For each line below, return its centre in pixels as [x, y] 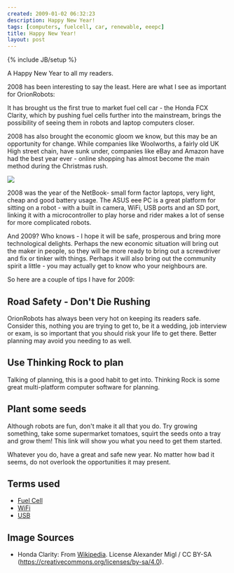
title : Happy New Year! [42, 33]
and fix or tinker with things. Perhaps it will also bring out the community [112, 258]
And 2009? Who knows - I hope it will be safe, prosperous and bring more [114, 236]
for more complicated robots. [49, 223]
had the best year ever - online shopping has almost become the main [109, 159]
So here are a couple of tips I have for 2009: [71, 279]
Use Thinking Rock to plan [66, 363]
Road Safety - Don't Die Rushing [79, 302]
